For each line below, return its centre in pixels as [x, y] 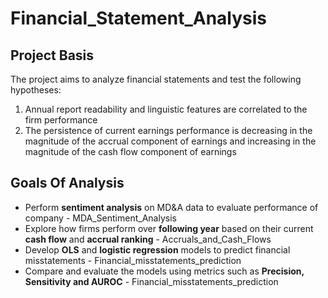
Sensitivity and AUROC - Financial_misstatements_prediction [151, 281]
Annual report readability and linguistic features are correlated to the [166, 109]
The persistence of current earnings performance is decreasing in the [168, 130]
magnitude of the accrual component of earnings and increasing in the [170, 141]
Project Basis [52, 55]
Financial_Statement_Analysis [139, 18]
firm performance [61, 120]
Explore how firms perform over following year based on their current [169, 228]
